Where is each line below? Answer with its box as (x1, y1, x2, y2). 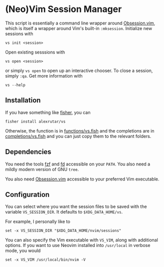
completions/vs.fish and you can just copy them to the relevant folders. (5, 133, 152, 139)
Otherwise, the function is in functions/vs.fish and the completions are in (5, 127, 155, 133)
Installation (5, 96, 41, 104)
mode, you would (5, 247, 41, 253)
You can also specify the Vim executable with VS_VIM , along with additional (5, 237, 159, 243)
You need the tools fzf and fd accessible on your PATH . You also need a (5, 161, 151, 167)
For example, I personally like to (5, 218, 71, 224)
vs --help (5, 82, 26, 87)
